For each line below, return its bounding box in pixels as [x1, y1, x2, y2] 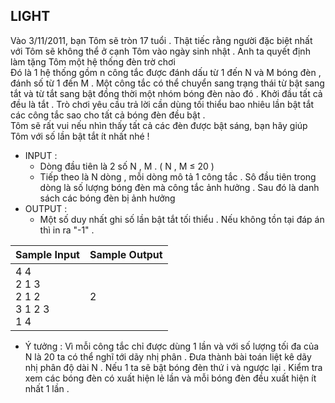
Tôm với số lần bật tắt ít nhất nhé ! [10, 130, 150, 142]
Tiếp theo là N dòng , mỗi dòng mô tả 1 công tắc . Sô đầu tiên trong [39, 170, 317, 183]
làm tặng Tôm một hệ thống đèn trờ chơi [10, 55, 176, 68]
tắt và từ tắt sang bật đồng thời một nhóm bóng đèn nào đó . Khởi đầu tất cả [10, 87, 323, 99]
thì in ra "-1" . [39, 224, 95, 236]
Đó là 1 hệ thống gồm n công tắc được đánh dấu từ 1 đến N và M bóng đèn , [10, 66, 322, 78]
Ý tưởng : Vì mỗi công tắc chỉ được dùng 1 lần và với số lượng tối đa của [24, 340, 320, 352]
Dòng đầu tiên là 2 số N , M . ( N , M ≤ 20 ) [39, 160, 215, 172]
